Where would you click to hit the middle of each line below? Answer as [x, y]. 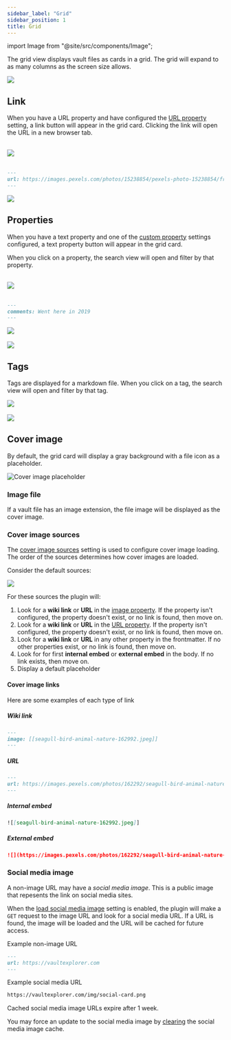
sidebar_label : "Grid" [40, 13]
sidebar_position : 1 [37, 20]
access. [18, 930]
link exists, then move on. [53, 661]
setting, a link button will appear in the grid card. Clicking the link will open [112, 126]
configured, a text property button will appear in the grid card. [95, 244]
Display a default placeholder [58, 669]
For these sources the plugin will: [54, 597]
